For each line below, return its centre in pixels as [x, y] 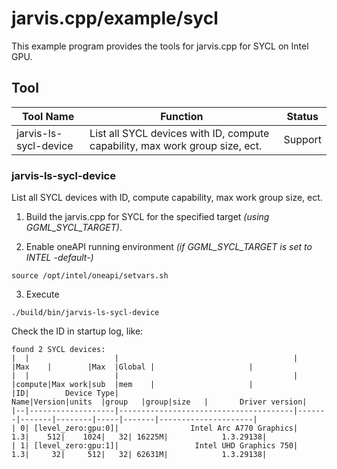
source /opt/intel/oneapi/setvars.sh [90, 276]
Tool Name [48, 116]
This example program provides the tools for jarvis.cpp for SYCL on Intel [160, 46]
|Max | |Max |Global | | [132, 367]
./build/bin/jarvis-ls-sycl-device [85, 313]
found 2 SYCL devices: [58, 350]
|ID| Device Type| [65, 393]
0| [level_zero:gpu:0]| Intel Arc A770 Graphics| [159, 428]
